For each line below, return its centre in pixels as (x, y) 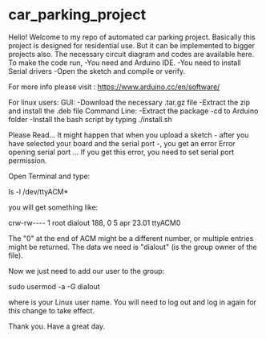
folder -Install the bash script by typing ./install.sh (90, 119)
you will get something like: (53, 207)
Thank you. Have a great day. (57, 326)
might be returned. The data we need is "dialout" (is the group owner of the (133, 247)
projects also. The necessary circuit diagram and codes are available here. (131, 54)
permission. (28, 160)
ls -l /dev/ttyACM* (38, 191)
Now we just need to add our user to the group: (87, 271)
